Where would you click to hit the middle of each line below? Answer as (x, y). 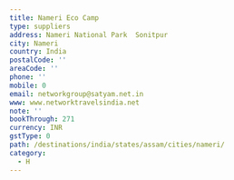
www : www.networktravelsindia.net (75, 102)
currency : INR (36, 128)
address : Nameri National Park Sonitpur (89, 35)
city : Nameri (34, 43)
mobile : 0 (28, 85)
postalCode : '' (38, 60)
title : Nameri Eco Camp (54, 18)
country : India (38, 52)
